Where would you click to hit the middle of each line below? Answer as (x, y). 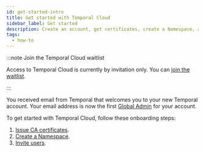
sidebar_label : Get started (42, 23)
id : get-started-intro (35, 12)
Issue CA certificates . (42, 130)
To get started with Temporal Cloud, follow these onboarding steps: (91, 118)
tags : (13, 35)
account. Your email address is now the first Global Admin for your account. (102, 106)
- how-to (23, 40)
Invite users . (31, 143)
